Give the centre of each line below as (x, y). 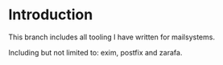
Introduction (51, 15)
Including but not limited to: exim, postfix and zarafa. (95, 52)
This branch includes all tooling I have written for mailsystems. (112, 37)
